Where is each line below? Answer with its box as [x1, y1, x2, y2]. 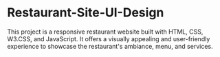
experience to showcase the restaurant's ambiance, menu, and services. [7, 42, 213, 50]
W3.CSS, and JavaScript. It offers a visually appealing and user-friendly [7, 34, 210, 43]
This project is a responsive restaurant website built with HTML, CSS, [7, 27, 203, 36]
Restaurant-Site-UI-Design [7, 5, 164, 21]
